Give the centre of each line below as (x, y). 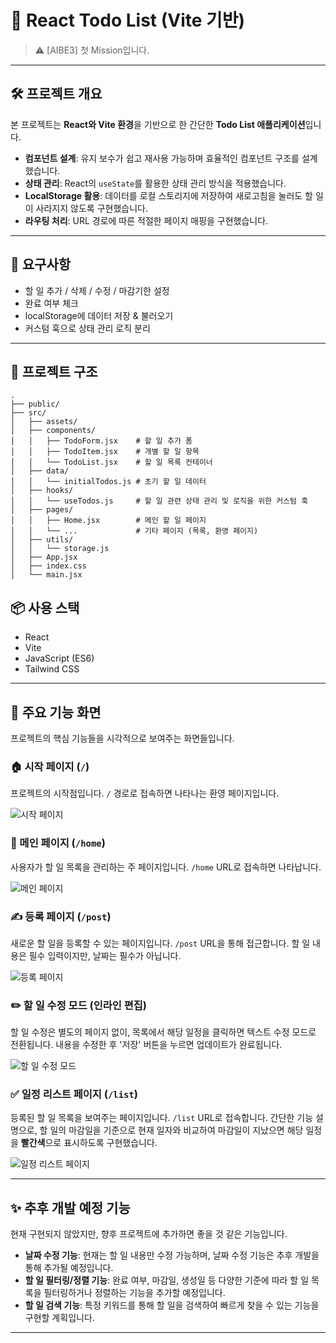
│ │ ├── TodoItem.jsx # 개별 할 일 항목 (105, 452)
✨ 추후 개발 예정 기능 (70, 1207)
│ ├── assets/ (44, 422)
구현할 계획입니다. (59, 1318)
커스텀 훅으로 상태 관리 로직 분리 (87, 328)
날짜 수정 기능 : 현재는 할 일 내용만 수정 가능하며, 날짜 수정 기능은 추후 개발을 (172, 1255)
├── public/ (35, 404)
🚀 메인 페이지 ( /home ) (58, 843)
